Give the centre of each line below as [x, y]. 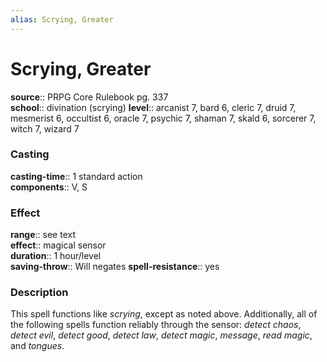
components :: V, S [49, 187]
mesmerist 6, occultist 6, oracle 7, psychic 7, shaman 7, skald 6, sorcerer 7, [163, 118]
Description [39, 293]
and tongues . [37, 346]
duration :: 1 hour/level [56, 256]
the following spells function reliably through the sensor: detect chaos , [156, 325]
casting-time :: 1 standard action [76, 176]
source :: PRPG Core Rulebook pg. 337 [89, 97]
